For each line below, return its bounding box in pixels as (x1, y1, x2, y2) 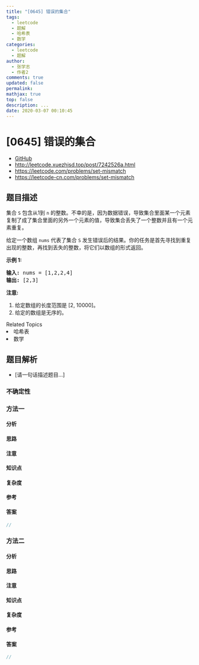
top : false (6, 96, 33, 102)
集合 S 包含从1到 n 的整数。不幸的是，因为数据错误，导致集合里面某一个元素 (6, 209, 191, 217)
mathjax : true (6, 91, 41, 97)
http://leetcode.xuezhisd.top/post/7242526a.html (14, 161, 136, 169)
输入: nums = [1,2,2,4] (6, 270, 73, 276)
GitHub (14, 155, 33, 162)
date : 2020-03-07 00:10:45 (6, 108, 73, 114)
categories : (6, 42, 36, 48)
